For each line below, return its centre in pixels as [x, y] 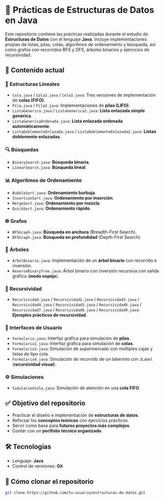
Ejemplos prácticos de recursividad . [49, 315]
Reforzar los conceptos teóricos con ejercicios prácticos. [70, 420]
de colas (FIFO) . [29, 100]
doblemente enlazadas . [36, 136]
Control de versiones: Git [37, 466]
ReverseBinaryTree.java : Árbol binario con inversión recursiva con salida [85, 271]
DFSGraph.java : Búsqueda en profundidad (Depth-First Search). [77, 237]
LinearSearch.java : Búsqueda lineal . [49, 167]
